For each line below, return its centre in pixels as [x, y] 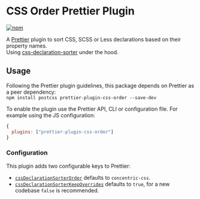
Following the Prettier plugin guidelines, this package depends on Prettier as [100, 85]
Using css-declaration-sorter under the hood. [62, 52]
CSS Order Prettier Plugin [70, 11]
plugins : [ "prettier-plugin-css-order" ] [63, 132]
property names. [27, 46]
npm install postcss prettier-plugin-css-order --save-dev [81, 97]
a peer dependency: [31, 92]
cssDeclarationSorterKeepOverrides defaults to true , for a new [92, 184]
